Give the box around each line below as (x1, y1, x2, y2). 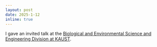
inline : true (5, 17, 33, 22)
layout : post (5, 7, 33, 13)
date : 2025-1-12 (5, 12, 40, 17)
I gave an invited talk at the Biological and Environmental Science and (5, 31, 152, 37)
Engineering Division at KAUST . (5, 36, 72, 42)
